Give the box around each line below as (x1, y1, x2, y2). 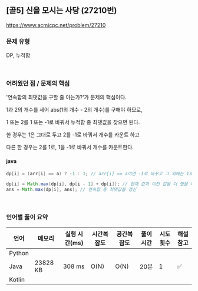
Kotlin (9, 275, 25, 283)
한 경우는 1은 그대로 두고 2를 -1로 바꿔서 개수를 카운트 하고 (6, 131, 140, 138)
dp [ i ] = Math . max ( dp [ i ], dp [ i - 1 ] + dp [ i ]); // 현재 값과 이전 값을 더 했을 (6, 181, 188, 187)
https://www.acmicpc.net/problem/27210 (6, 21, 106, 28)
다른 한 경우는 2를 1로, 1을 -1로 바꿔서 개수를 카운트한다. (6, 143, 134, 151)
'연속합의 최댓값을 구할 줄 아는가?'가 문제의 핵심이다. (6, 93, 127, 101)
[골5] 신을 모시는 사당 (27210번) (6, 5, 117, 16)
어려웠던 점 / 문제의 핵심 (6, 79, 70, 88)
